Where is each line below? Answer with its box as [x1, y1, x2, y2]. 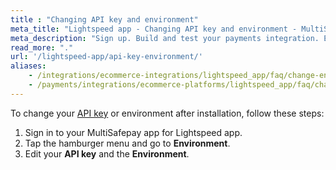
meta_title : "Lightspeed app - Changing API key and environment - [10, 24, 298, 34]
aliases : [10, 61, 47, 71]
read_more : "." [10, 42, 74, 53]
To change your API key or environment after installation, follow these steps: [10, 107, 325, 119]
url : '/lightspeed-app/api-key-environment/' [10, 52, 203, 62]
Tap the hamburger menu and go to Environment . [24, 137, 231, 149]
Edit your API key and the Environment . [24, 147, 190, 160]
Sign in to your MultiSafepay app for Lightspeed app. [24, 126, 243, 138]
